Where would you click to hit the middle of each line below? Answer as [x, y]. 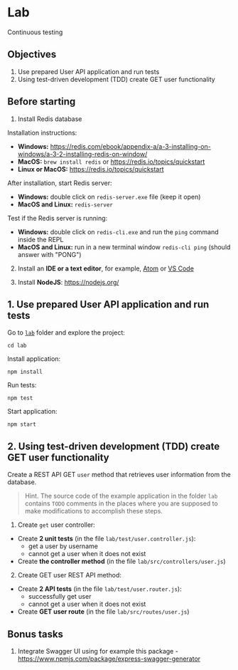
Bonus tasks [36, 634]
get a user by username [63, 546]
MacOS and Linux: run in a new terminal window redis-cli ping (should [124, 247]
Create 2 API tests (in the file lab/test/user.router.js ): [100, 589]
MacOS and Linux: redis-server [65, 204]
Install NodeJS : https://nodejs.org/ [68, 282]
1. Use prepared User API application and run [108, 304]
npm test [20, 398]
